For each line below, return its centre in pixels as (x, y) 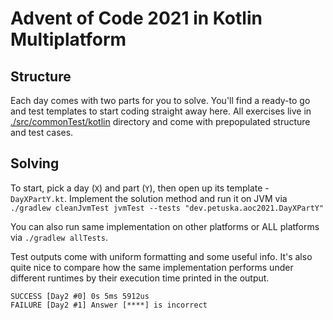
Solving (35, 163)
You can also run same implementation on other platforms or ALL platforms (165, 226)
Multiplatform (68, 39)
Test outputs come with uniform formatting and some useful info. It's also (161, 256)
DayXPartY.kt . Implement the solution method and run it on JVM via (149, 198)
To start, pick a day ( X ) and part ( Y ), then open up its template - (140, 188)
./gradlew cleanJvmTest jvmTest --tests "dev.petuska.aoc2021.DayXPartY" (167, 208)
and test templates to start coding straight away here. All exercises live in (161, 111)
